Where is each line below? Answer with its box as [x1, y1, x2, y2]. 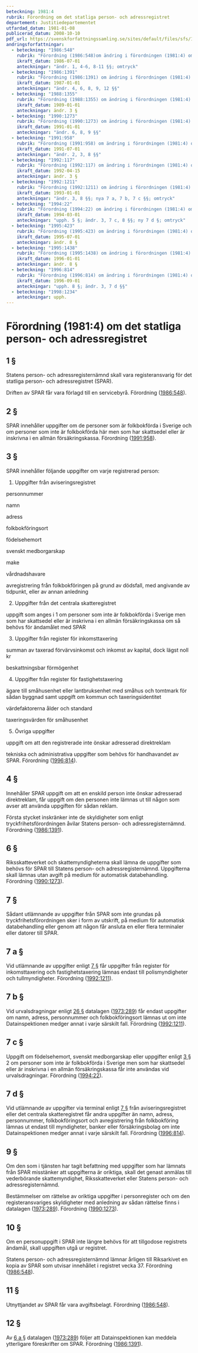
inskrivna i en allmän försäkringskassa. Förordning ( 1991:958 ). [6, 434, 157, 441]
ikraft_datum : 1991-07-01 [16, 146, 81, 152]
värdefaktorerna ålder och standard [6, 704, 93, 712]
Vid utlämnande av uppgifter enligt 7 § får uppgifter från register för [6, 962, 170, 969]
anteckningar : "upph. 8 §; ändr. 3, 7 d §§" [16, 283, 128, 290]
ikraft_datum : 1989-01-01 [16, 102, 81, 108]
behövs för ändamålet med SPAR [6, 623, 86, 630]
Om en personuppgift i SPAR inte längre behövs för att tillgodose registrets [6, 1238, 187, 1245]
